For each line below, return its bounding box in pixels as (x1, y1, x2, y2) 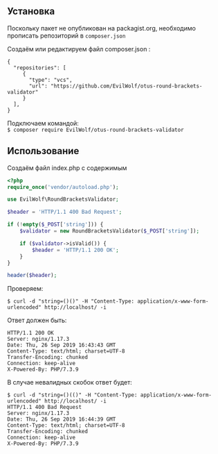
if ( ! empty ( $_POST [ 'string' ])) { (7, 221, 104, 228)
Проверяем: (7, 285, 44, 293)
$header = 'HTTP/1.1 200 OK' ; (32, 246, 119, 253)
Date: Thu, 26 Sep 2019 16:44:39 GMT (7, 416, 116, 423)
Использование (7, 145, 80, 157)
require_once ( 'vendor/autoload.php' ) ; (7, 183, 119, 190)
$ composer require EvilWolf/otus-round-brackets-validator (7, 126, 185, 133)
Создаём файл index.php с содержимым (7, 163, 127, 172)
